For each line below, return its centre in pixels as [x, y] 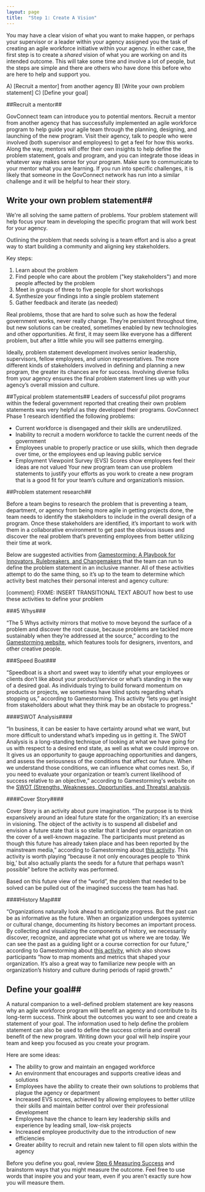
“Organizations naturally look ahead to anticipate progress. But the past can [102, 912]
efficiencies [30, 1138]
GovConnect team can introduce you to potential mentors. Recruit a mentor [101, 116]
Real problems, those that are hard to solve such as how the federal [91, 315]
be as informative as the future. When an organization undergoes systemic [100, 918]
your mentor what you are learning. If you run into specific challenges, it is [100, 168]
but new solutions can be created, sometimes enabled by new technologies [102, 327]
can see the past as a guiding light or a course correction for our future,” [98, 944]
